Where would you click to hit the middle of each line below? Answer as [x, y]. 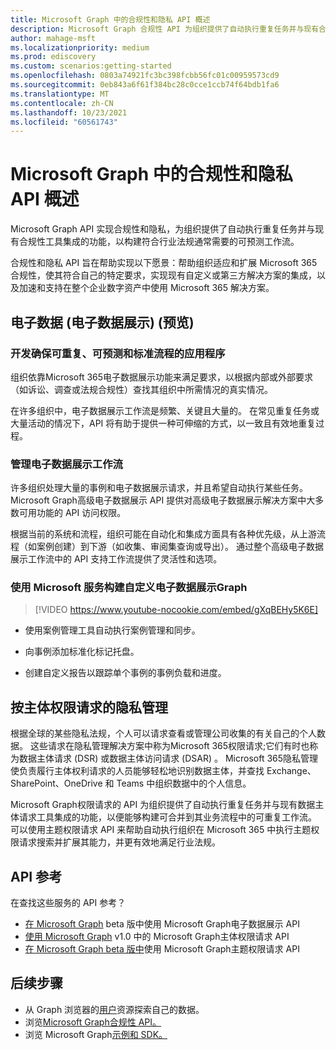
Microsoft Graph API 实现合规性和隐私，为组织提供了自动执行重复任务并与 [163, 229]
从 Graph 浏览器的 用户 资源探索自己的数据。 [114, 1009]
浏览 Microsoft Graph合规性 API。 [93, 1022]
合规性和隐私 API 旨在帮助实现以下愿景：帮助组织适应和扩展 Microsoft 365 [164, 263]
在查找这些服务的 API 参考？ [68, 903]
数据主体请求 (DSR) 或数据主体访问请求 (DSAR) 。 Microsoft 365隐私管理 [168, 758]
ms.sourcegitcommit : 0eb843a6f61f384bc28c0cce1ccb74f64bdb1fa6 [145, 85]
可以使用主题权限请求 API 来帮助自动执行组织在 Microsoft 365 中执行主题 [161, 830]
